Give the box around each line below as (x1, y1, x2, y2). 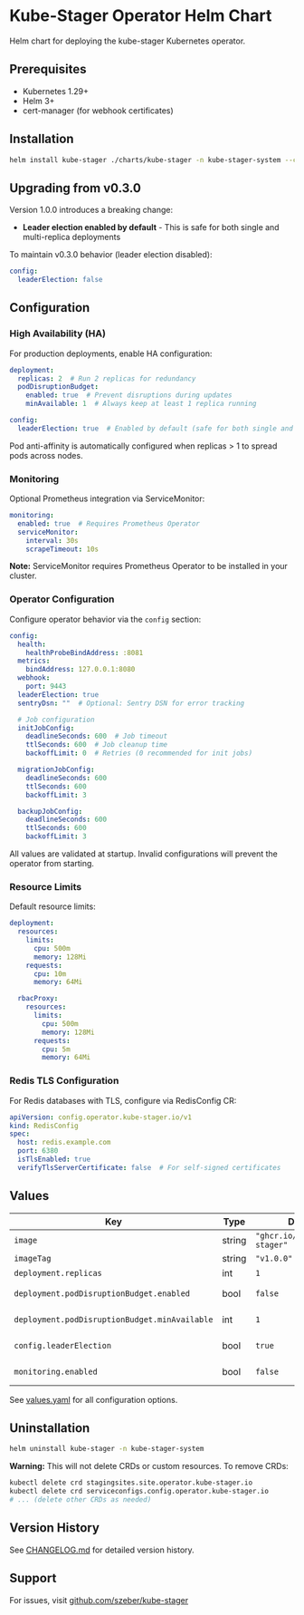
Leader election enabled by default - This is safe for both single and (22, 222, 280, 233)
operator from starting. (9, 858, 95, 869)
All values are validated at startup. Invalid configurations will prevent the (9, 848, 278, 859)
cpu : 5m (42, 1044, 71, 1054)
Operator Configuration (9, 593, 115, 605)
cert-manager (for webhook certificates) (22, 105, 174, 116)
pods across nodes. (9, 450, 83, 460)
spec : (9, 1129, 30, 1138)
